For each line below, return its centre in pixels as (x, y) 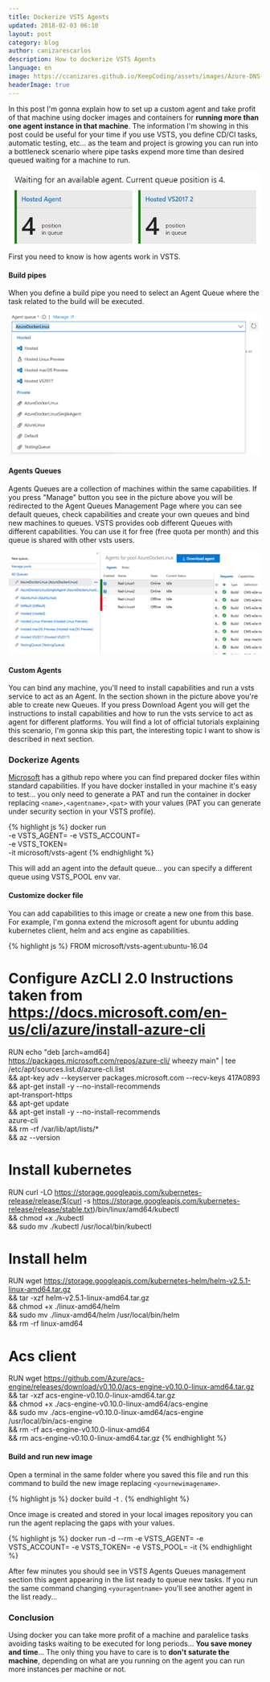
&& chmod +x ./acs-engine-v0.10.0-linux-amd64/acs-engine (108, 1404)
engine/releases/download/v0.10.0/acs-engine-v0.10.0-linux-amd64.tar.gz (131, 1387)
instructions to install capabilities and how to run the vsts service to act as (131, 714)
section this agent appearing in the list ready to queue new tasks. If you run (133, 1579)
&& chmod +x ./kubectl (46, 1217)
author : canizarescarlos (50, 51)
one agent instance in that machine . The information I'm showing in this (129, 125)
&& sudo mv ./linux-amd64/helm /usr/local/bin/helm (94, 1315)
